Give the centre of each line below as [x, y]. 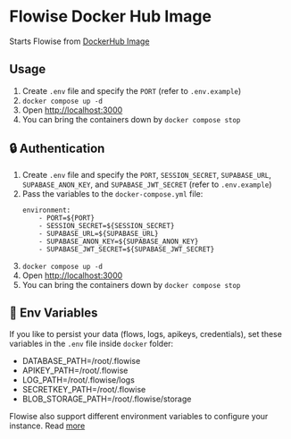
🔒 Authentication [57, 149]
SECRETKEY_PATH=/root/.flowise [84, 390]
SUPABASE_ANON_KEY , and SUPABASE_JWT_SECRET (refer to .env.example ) [147, 184]
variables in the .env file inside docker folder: [91, 344]
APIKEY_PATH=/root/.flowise [75, 371]
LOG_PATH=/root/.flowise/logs [79, 380]
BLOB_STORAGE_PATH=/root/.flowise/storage [107, 399]
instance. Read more [47, 426]
